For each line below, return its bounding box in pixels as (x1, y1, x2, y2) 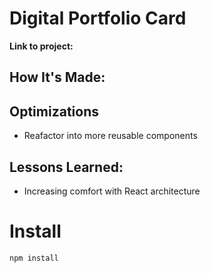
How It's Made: (9, 69, 106, 86)
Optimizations (9, 103, 99, 120)
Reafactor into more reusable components (23, 130, 198, 142)
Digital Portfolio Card (9, 7, 187, 30)
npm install (9, 253, 59, 263)
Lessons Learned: (9, 158, 124, 176)
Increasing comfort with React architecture (23, 185, 201, 197)
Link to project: (9, 40, 74, 52)
